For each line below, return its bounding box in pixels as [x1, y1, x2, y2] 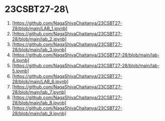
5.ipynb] [12, 67, 30, 73]
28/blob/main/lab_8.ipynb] [12, 99, 67, 105]
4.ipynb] [12, 57, 30, 63]
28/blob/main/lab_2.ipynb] [12, 36, 67, 42]
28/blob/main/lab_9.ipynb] [12, 110, 67, 116]
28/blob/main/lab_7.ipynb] [12, 89, 66, 95]
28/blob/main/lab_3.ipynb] [12, 46, 67, 52]
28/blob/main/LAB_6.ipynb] [12, 78, 69, 84]
